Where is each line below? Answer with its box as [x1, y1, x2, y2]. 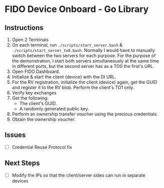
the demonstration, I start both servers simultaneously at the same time [11, 58, 159, 63]
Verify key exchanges [11, 90, 57, 95]
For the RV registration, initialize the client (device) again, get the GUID [11, 79, 157, 85]
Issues [4, 131, 26, 139]
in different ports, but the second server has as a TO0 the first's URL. [11, 63, 154, 69]
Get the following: [11, 95, 48, 101]
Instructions [4, 23, 43, 32]
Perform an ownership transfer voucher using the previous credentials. [11, 111, 158, 117]
